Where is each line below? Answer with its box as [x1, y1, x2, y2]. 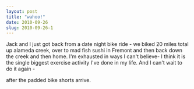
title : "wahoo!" [6, 14, 45, 20]
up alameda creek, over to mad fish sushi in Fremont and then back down [6, 47, 182, 54]
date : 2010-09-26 [6, 19, 48, 25]
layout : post [6, 8, 38, 15]
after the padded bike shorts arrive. [6, 77, 91, 84]
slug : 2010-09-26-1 [6, 24, 54, 31]
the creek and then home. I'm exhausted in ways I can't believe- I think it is [6, 53, 186, 60]
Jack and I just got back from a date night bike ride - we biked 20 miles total [6, 41, 189, 48]
